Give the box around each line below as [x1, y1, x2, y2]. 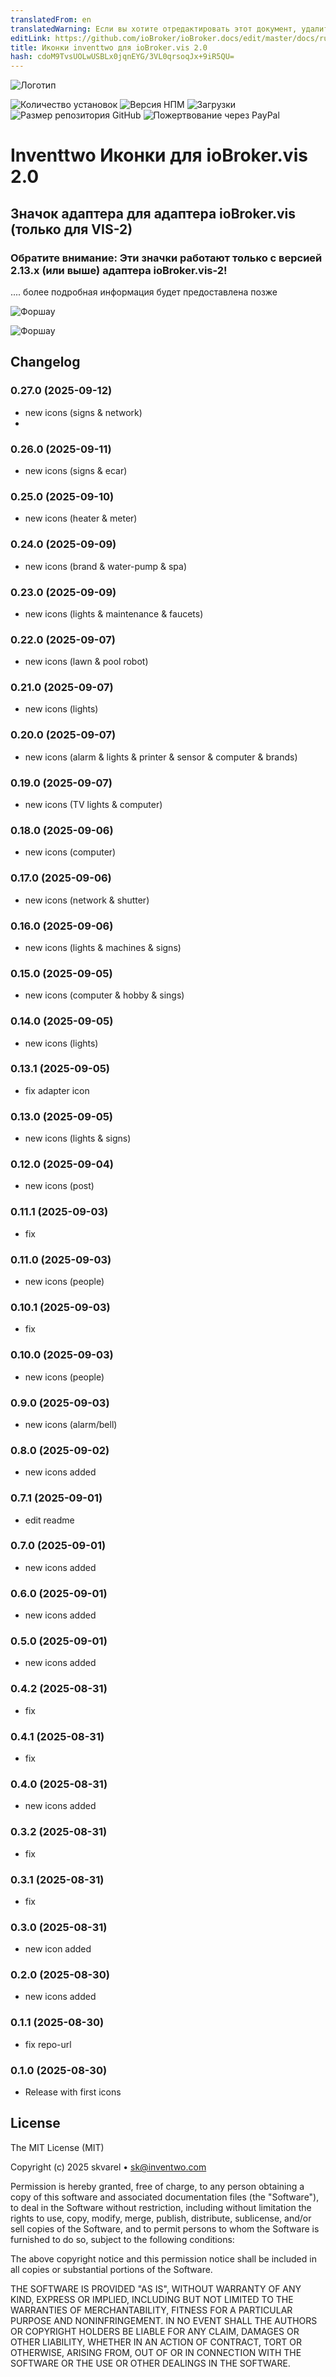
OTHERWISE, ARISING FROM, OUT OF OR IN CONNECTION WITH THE [10, 2346, 302, 2358]
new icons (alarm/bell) [24, 1418, 118, 1430]
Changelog [10, 354, 81, 371]
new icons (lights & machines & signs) [24, 941, 182, 953]
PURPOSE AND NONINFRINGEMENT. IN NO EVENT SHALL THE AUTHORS [10, 2314, 318, 2326]
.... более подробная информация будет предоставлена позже [10, 286, 278, 298]
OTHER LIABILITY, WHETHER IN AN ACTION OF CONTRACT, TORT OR [10, 2336, 302, 2348]
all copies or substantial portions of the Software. [10, 2263, 213, 2275]
